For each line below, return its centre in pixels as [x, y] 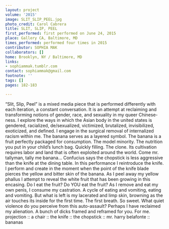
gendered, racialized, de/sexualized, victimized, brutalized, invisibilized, [80, 125]
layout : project [22, 10]
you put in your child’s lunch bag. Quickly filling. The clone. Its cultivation [81, 147]
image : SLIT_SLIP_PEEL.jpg [34, 19]
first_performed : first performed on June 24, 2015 [61, 33]
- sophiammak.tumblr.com [31, 66]
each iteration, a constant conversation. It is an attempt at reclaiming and [81, 109]
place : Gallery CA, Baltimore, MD [42, 38]
